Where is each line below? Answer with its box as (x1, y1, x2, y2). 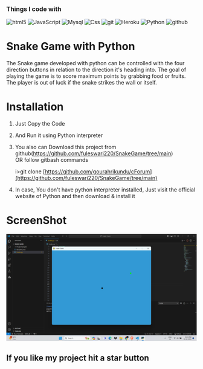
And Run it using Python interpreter (14, 132, 103, 139)
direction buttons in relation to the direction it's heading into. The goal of (6, 66, 187, 74)
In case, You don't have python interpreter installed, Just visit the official (14, 186, 196, 193)
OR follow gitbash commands (14, 156, 89, 164)
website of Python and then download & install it (14, 193, 135, 200)
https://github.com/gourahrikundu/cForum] (45, 168, 152, 175)
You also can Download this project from (14, 144, 117, 151)
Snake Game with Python (6, 40, 135, 53)
